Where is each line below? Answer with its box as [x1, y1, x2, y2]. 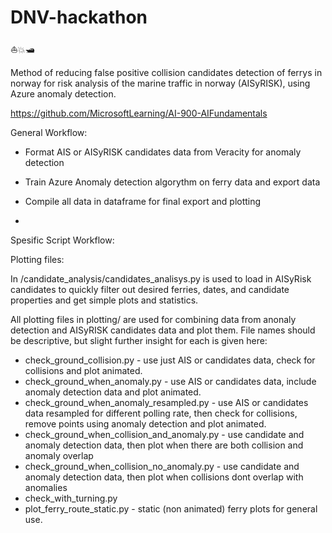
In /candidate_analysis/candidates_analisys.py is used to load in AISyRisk [10, 272, 312, 285]
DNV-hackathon [10, 6, 148, 29]
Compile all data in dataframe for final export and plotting [24, 195, 262, 207]
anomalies [24, 481, 68, 493]
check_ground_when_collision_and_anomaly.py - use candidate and [24, 428, 305, 440]
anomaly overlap [24, 449, 94, 461]
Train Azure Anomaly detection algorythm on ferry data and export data [24, 176, 321, 188]
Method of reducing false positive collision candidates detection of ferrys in [10, 66, 323, 78]
